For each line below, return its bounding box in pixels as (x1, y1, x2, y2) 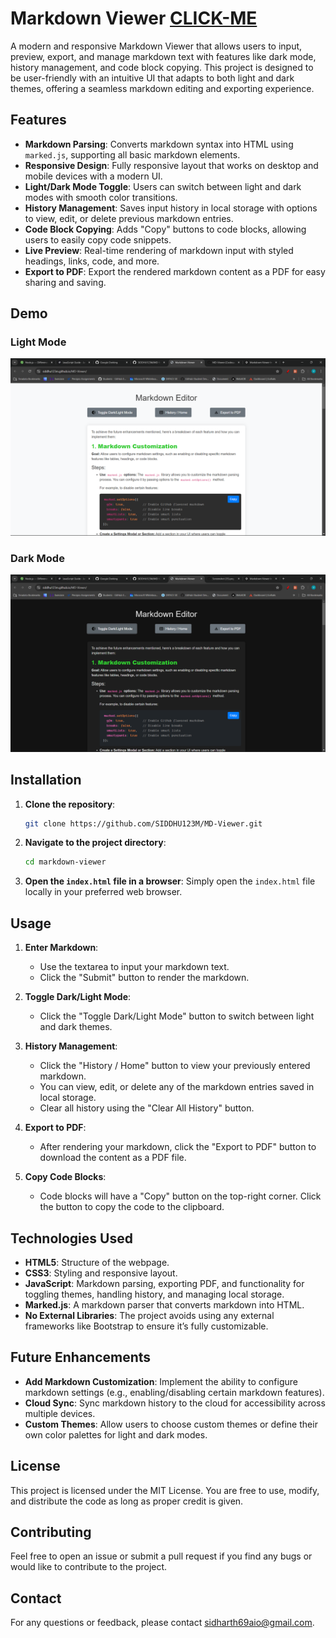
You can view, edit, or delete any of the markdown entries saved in (39, 1081, 315, 1093)
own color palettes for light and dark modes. (24, 1428, 208, 1441)
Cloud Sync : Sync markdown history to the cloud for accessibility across (24, 1397, 326, 1409)
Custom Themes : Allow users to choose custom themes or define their (24, 1418, 318, 1430)
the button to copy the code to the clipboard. (39, 1201, 225, 1213)
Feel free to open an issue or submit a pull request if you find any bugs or (10, 1550, 313, 1562)
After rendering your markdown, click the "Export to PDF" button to (39, 1141, 317, 1153)
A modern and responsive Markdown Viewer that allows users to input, (10, 40, 303, 52)
